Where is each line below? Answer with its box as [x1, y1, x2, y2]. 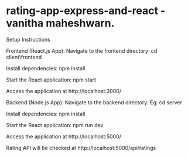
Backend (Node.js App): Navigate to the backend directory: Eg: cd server [6, 98, 183, 106]
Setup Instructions [6, 36, 51, 43]
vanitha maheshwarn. [6, 16, 115, 30]
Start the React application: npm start [6, 76, 97, 83]
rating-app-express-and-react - [6, 4, 166, 18]
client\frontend [6, 53, 42, 60]
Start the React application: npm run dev [6, 121, 104, 128]
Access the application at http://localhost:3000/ [6, 87, 122, 94]
